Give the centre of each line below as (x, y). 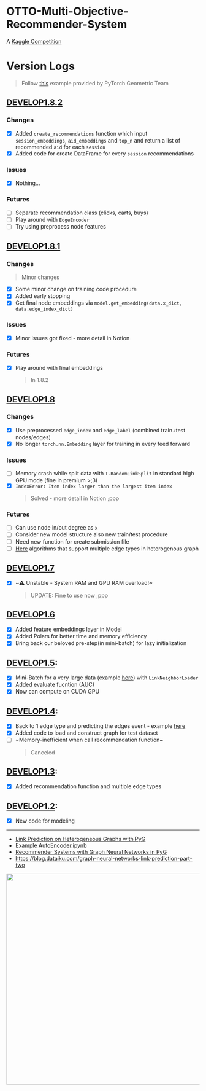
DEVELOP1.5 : (32, 663)
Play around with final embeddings (59, 368)
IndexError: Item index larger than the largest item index (93, 487)
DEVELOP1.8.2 (35, 103)
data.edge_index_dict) (44, 309)
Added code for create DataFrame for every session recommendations (105, 153)
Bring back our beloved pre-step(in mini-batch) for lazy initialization (101, 643)
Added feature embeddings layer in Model (68, 629)
